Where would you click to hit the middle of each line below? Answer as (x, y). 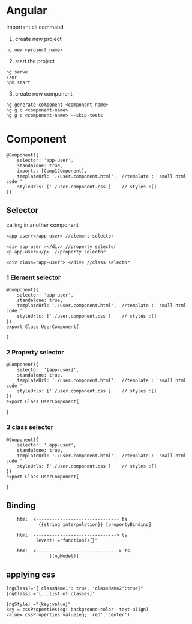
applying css (31, 574)
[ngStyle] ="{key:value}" (38, 604)
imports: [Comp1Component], (52, 171)
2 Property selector (35, 352)
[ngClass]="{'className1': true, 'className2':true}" (75, 588)
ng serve (17, 72)
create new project (38, 39)
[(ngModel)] (64, 556)
